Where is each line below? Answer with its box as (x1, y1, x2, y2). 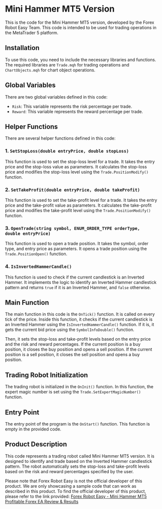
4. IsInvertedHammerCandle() (5, 263, 72, 270)
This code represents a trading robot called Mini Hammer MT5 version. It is (5, 453, 155, 459)
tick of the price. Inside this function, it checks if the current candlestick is (5, 316, 153, 322)
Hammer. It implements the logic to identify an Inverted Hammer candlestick (5, 279, 157, 285)
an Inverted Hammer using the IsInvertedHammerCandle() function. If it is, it (5, 322, 154, 328)
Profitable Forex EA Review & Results (5, 498, 79, 504)
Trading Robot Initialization (5, 371, 88, 379)
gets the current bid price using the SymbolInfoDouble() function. (5, 327, 134, 333)
